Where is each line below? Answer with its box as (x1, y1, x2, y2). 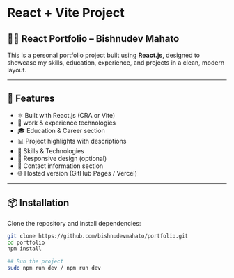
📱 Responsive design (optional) (17, 154, 107, 162)
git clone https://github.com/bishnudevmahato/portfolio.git (7, 232, 189, 240)
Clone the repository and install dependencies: (7, 219, 141, 227)
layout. (7, 66, 26, 74)
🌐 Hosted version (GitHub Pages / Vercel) (17, 169, 138, 177)
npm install (7, 245, 42, 252)
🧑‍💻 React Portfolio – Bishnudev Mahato (7, 33, 180, 45)
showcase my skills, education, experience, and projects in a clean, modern (7, 59, 225, 67)
